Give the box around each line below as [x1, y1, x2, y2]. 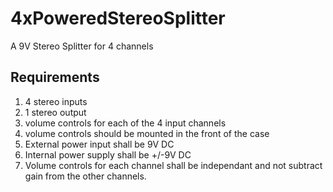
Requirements [10, 69, 100, 86]
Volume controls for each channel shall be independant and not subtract [24, 159, 323, 171]
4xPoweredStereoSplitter [10, 7, 226, 30]
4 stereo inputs [24, 95, 88, 107]
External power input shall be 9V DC [24, 138, 175, 150]
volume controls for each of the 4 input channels [24, 117, 227, 129]
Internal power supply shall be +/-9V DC [24, 148, 192, 161]
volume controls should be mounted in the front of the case [24, 127, 270, 139]
